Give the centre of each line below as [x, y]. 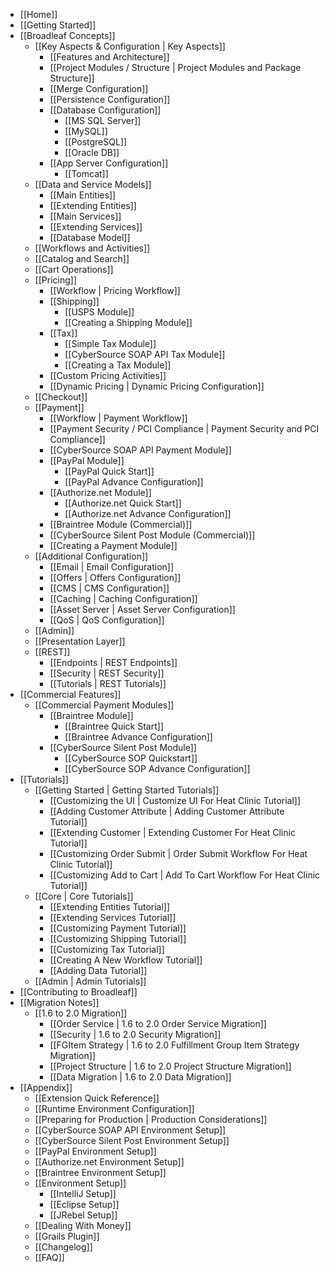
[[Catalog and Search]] [82, 258]
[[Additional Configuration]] [91, 556]
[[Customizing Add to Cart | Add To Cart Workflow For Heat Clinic [185, 875]
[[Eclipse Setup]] [84, 1204]
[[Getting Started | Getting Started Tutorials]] [127, 790]
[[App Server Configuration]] [109, 163]
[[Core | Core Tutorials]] [84, 896]
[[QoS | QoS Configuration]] [107, 620]
